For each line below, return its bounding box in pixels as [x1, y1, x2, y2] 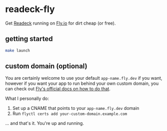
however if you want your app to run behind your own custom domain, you [5, 80, 159, 86]
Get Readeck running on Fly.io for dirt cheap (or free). [5, 20, 116, 26]
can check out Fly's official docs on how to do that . [5, 86, 111, 92]
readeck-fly [5, 4, 55, 15]
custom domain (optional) [5, 62, 87, 71]
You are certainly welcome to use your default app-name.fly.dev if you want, [5, 75, 162, 81]
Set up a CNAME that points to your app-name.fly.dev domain [12, 105, 139, 111]
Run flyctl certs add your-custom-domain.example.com [12, 110, 127, 116]
